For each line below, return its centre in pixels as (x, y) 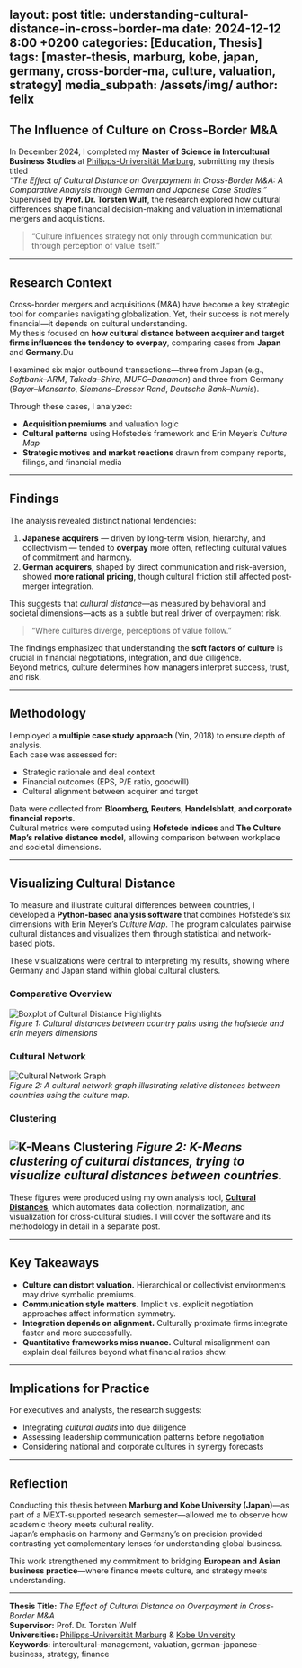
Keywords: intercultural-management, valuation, (100, 1645)
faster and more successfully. (77, 1333)
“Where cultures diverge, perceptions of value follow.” (131, 630)
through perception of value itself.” (95, 246)
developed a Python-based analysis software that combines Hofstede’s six (150, 915)
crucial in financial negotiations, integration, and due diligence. (125, 657)
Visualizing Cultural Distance (93, 884)
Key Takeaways (54, 1263)
